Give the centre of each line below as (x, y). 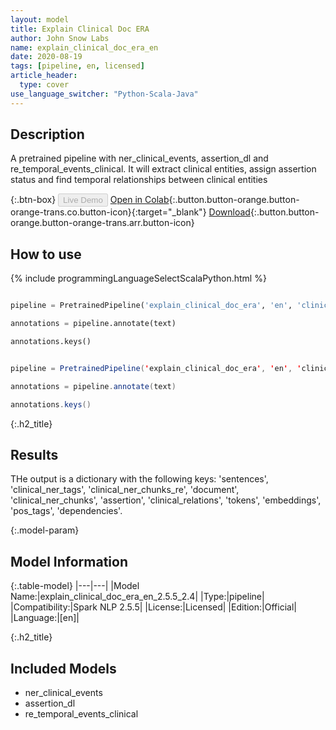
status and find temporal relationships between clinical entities (139, 180)
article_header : (44, 76)
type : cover (44, 85)
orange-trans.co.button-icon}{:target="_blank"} (108, 212)
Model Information (69, 561)
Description (47, 134)
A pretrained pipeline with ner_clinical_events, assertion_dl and (139, 158)
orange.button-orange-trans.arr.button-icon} (102, 223)
